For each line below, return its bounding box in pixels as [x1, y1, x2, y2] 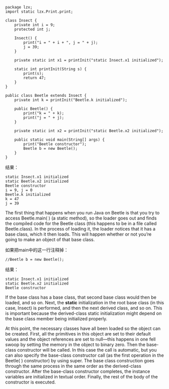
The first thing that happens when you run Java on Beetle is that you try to [5, 210, 160, 215]
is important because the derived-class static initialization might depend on [5, 310, 162, 316]
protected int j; [14, 27, 51, 32]
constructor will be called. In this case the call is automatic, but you [17, 347, 157, 353]
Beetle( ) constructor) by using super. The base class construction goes [5, 358, 155, 363]
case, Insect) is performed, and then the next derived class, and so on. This [5, 305, 162, 311]
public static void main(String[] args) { [14, 137, 105, 142]
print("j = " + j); [23, 115, 65, 120]
